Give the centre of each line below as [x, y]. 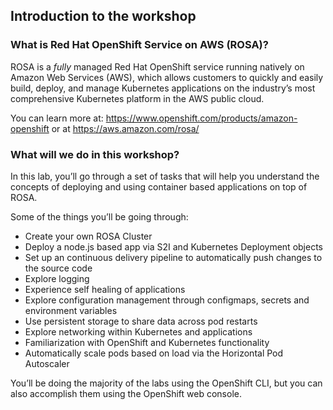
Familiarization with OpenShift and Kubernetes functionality [147, 342]
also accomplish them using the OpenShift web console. [126, 393]
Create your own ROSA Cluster [88, 236]
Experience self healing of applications [105, 289]
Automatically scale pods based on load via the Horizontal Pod [154, 353]
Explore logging [57, 278]
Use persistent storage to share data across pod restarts [141, 321]
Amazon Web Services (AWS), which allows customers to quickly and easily [167, 77]
